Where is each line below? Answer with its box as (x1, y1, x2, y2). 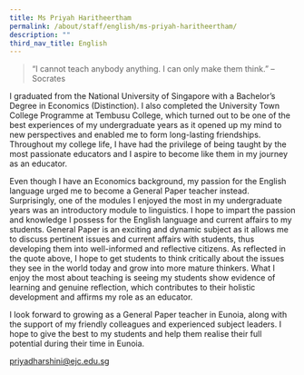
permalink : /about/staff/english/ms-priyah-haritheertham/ (9, 22, 238, 31)
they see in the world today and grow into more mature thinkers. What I (9, 262, 275, 273)
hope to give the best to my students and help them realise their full (9, 329, 262, 340)
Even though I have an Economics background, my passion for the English (9, 176, 287, 187)
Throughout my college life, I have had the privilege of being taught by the (9, 139, 288, 150)
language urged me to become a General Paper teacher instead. (9, 185, 250, 196)
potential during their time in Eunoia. (9, 338, 145, 350)
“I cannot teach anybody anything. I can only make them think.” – (31, 64, 275, 74)
